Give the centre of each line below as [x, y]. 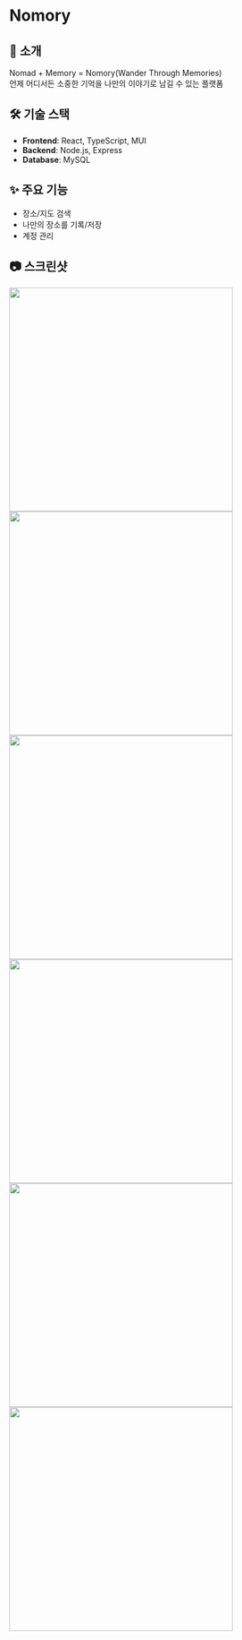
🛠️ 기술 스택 [39, 114]
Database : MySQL [56, 159]
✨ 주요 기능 [39, 190]
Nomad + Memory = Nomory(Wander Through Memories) [116, 73]
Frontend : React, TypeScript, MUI [84, 141]
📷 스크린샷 [38, 266]
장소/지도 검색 [46, 213]
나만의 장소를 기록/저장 [62, 224]
